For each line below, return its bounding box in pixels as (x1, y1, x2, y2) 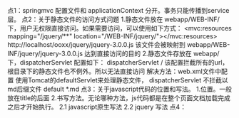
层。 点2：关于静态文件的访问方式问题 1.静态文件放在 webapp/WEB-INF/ (7, 15, 220, 23)
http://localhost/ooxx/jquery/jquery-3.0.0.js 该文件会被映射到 (7, 41, 185, 48)
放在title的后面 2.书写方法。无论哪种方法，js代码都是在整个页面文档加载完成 (7, 94, 230, 102)
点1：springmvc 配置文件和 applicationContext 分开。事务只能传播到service (7, 6, 230, 14)
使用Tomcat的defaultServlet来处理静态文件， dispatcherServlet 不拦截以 (15, 76, 228, 84)
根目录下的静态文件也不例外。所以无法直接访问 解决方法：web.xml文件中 (7, 67, 222, 75)
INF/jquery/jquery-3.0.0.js (7, 49, 83, 58)
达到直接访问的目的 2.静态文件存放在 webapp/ (84, 49, 220, 58)
